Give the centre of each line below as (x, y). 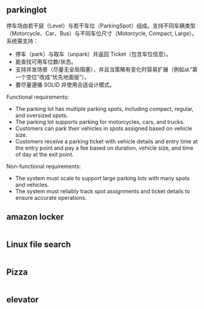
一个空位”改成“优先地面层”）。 (52, 77)
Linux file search (39, 245)
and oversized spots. (42, 115)
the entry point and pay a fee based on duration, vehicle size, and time (104, 148)
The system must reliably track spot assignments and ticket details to (103, 191)
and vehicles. (32, 185)
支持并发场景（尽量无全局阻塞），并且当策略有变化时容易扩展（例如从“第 (106, 69)
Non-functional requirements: (44, 166)
